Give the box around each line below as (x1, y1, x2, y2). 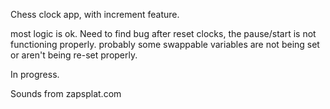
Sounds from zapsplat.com (10, 88, 122, 99)
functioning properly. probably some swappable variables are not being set (10, 39, 320, 50)
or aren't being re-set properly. (10, 49, 138, 61)
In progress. (10, 69, 60, 80)
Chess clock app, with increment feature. (10, 9, 180, 20)
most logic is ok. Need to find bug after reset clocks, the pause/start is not (10, 28, 317, 39)
